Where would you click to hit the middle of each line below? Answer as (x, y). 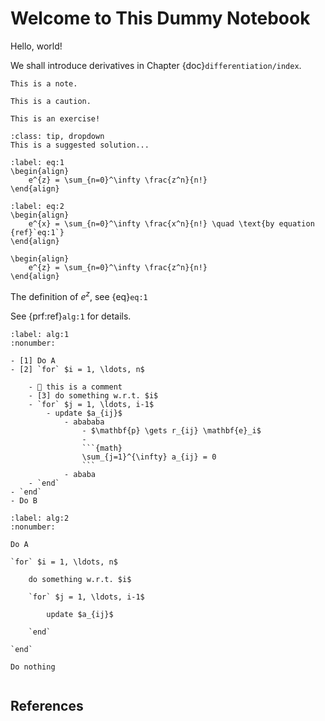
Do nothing (33, 667)
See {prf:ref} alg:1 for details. (71, 316)
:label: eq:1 (37, 162)
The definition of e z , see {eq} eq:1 (79, 295)
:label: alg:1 (40, 334)
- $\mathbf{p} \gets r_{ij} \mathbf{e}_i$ (171, 430)
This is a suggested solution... (80, 145)
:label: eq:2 (37, 206)
